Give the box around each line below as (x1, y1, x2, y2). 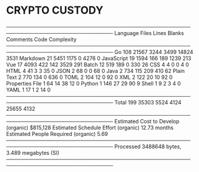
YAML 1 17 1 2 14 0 (6, 86, 51, 93)
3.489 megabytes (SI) (6, 149, 59, 156)
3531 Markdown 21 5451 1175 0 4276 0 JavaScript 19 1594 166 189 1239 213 (6, 55, 191, 62)
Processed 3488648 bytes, (114, 143, 182, 150)
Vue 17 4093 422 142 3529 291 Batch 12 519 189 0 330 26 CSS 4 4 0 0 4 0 (6, 60, 189, 68)
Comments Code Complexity (6, 36, 77, 43)
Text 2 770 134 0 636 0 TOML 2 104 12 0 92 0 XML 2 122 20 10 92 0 (6, 74, 173, 81)
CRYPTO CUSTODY (6, 4, 104, 17)
